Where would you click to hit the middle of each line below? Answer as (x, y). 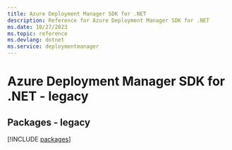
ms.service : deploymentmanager (53, 46)
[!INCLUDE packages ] (39, 139)
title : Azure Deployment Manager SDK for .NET (77, 14)
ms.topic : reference (38, 33)
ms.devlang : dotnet (36, 40)
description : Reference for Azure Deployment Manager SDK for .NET (109, 20)
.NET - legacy (48, 96)
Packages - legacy (49, 122)
